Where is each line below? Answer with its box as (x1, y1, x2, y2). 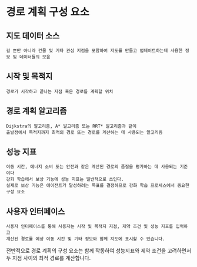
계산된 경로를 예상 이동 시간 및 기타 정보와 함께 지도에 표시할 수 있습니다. (6, 236, 166, 242)
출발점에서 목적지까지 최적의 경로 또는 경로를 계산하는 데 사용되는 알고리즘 (6, 129, 163, 136)
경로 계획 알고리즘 (6, 106, 67, 116)
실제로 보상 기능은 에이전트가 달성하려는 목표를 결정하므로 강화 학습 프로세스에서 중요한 (6, 183, 190, 189)
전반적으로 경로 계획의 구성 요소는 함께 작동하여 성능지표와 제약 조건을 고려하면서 (6, 247, 192, 254)
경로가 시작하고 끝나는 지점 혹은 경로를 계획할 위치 (6, 88, 113, 94)
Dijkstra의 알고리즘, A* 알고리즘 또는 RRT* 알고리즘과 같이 (6, 123, 137, 129)
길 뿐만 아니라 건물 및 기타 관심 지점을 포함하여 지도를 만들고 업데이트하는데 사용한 (6, 48, 183, 54)
